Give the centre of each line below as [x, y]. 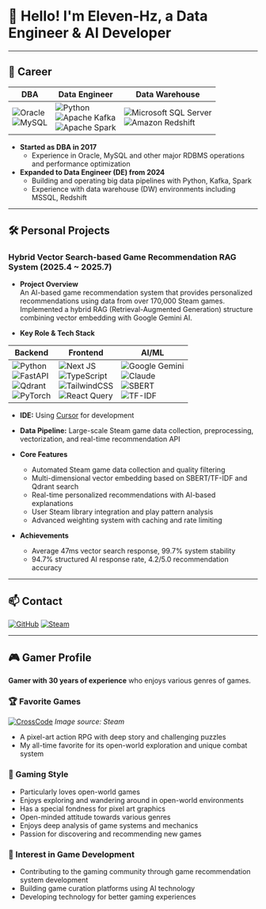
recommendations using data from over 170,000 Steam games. [122, 301]
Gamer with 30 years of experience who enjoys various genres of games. [130, 681]
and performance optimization [81, 164]
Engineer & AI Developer [90, 33]
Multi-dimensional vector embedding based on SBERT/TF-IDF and [139, 478]
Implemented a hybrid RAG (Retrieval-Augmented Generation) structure [136, 310]
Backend [32, 353]
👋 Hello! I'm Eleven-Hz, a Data [108, 16]
